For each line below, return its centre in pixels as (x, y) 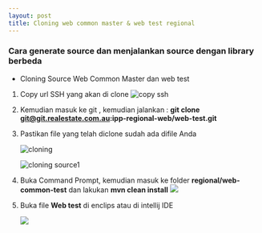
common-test (43, 190)
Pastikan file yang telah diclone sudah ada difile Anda (108, 134)
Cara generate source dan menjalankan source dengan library (131, 51)
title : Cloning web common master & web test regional (102, 23)
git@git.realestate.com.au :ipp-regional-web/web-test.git (118, 118)
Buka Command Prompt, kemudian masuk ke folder (105, 180)
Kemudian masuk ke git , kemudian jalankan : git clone (110, 110)
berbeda (25, 61)
